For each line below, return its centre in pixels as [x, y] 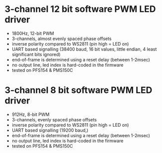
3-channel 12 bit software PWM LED [80, 9]
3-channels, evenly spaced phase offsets [54, 119]
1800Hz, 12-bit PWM [33, 33]
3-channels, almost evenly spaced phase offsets [62, 39]
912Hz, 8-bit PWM [31, 114]
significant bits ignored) [36, 54]
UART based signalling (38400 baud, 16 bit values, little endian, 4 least [84, 49]
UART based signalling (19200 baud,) [50, 130]
